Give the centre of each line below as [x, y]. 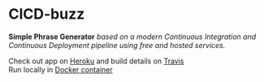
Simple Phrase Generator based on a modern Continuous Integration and [132, 37]
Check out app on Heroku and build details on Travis [96, 61]
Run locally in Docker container [61, 69]
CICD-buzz [47, 14]
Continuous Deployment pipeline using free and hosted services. [117, 45]
